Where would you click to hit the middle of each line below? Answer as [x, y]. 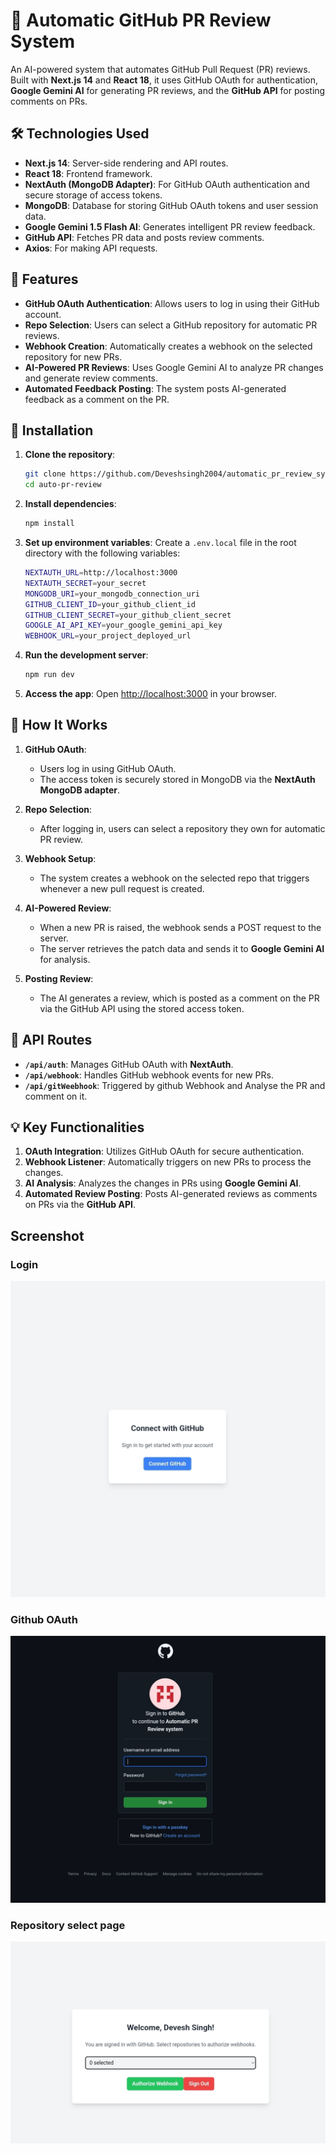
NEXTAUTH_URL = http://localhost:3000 [101, 573]
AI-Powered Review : [68, 908]
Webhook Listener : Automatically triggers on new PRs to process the [168, 1162]
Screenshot [47, 1235]
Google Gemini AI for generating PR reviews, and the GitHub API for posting [168, 90]
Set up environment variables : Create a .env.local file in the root [160, 542]
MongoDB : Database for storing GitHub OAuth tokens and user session [171, 205]
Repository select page [68, 1925]
